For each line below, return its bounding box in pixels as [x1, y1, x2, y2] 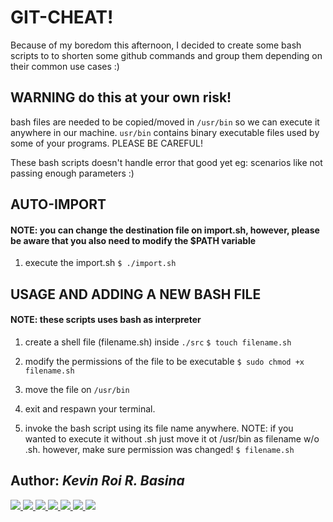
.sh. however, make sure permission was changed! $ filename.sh [24, 443, 295, 455]
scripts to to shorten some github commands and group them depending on [10, 49, 323, 61]
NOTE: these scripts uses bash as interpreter [10, 314, 202, 326]
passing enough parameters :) [10, 167, 135, 179]
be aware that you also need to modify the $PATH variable [10, 234, 257, 246]
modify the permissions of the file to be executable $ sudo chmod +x [24, 355, 305, 367]
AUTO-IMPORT [10, 196, 107, 213]
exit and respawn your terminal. [24, 402, 156, 415]
